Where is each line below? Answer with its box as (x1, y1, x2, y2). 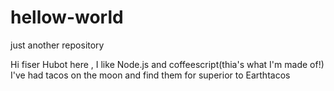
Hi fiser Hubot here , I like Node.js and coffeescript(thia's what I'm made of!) (10, 58, 325, 70)
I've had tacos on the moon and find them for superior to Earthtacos (10, 69, 291, 81)
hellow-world (10, 6, 124, 29)
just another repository (10, 39, 105, 51)
